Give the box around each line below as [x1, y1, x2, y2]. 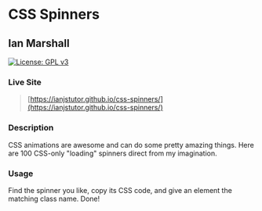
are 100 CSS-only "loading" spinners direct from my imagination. [8, 148, 217, 158]
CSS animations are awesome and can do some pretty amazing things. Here [8, 140, 255, 149]
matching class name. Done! [8, 194, 100, 203]
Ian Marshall [8, 37, 70, 50]
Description [8, 123, 54, 134]
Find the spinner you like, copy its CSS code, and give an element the [8, 185, 233, 195]
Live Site [8, 77, 42, 88]
